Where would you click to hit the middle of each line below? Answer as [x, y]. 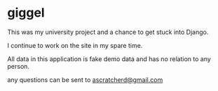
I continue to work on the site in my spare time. [75, 45]
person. [19, 66]
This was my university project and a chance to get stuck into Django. [108, 32]
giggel [26, 13]
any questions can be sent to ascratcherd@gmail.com [85, 80]
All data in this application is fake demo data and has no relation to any [109, 59]
